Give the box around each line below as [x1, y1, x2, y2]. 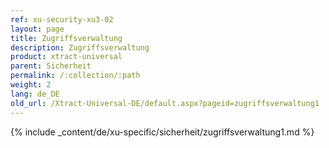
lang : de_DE [10, 89, 60, 99]
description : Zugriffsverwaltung [10, 42, 150, 53]
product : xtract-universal [10, 52, 123, 62]
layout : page [10, 24, 65, 34]
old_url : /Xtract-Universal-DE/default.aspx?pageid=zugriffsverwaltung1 [10, 98, 320, 108]
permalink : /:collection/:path [10, 71, 141, 81]
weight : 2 [10, 80, 52, 90]
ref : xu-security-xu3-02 [10, 14, 114, 25]
